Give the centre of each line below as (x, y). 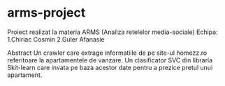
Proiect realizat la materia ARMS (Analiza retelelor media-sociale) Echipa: (112, 32)
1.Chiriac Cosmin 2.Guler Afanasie (56, 39)
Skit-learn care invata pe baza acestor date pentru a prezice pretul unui (110, 67)
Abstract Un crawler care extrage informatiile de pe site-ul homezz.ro (107, 53)
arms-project (46, 13)
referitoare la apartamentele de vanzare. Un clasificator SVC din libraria (110, 60)
